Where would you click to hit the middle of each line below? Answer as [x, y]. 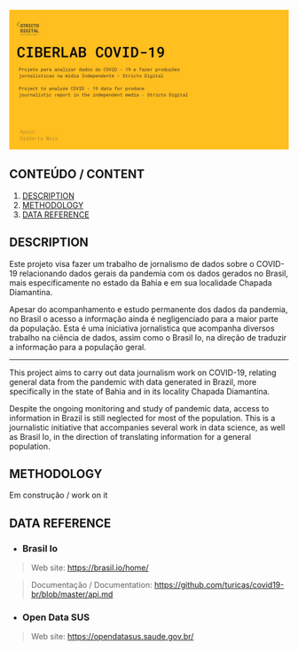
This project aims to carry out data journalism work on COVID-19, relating [143, 372]
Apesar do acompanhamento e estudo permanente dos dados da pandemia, [149, 309]
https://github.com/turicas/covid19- [219, 585]
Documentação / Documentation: [91, 585]
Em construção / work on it [59, 495]
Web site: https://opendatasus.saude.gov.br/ [112, 637]
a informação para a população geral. [78, 347]
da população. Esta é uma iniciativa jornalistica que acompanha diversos [142, 328]
